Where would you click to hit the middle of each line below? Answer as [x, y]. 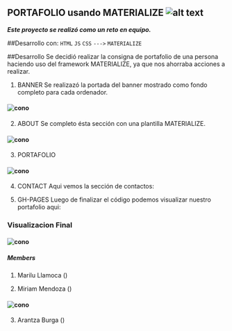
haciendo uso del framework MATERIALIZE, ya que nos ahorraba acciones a [116, 64]
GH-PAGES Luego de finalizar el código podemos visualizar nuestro [114, 200]
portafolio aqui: [39, 207]
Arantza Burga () [41, 320]
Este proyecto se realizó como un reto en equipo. [79, 29]
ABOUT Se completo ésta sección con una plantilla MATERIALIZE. [111, 124]
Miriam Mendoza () [44, 289]
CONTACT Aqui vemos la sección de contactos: [85, 186]
